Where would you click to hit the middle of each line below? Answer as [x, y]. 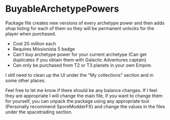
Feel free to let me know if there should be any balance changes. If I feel [81, 90]
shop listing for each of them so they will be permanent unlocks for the [80, 28]
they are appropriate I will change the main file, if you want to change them [84, 96]
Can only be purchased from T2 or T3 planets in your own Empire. [82, 65]
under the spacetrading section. [39, 112]
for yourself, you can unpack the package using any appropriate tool [77, 101]
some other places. [26, 80]
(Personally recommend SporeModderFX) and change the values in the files [85, 106]
